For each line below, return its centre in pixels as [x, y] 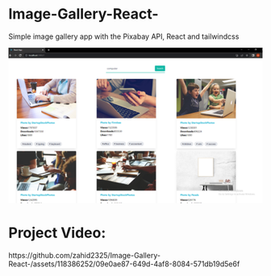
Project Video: [57, 233]
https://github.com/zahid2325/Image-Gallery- [85, 255]
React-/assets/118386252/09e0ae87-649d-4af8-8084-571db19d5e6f [124, 264]
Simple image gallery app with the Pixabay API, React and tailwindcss [124, 36]
